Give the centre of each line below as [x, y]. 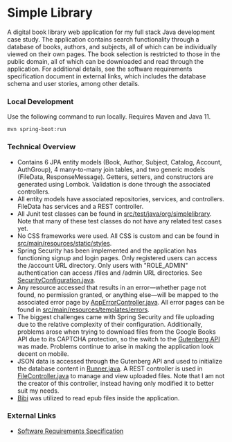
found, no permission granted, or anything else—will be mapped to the [118, 295]
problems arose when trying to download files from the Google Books [116, 332]
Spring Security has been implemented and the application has [107, 250]
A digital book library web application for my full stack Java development [111, 32]
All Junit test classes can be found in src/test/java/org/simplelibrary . [114, 214]
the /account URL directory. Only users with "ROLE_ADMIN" [102, 265]
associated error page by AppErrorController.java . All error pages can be [121, 302]
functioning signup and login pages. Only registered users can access [117, 257]
